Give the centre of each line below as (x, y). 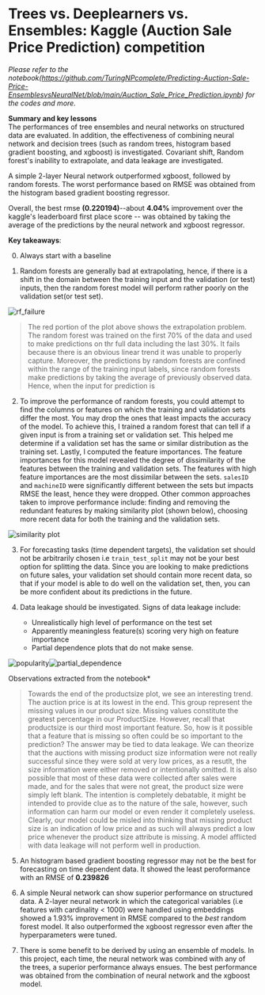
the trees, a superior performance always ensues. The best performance (138, 966)
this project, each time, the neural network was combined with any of (132, 959)
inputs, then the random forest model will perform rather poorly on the (134, 288)
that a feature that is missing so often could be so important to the (135, 736)
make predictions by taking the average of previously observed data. (140, 377)
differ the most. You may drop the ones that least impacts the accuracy (135, 417)
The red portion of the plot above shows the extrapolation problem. (137, 326)
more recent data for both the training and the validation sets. (119, 519)
